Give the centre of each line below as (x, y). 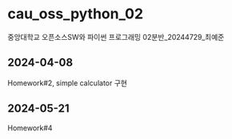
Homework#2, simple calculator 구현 (67, 83)
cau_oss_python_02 (76, 14)
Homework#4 (30, 128)
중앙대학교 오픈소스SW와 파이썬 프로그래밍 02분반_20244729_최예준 (116, 37)
